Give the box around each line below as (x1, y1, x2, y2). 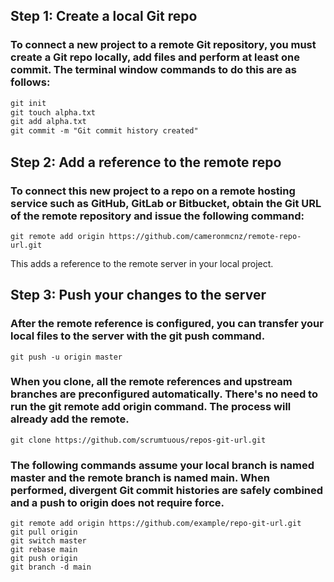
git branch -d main (10, 562, 92, 573)
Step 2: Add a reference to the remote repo (10, 154, 282, 171)
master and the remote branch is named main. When (10, 470, 270, 484)
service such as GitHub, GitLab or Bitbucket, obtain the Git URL (10, 196, 322, 210)
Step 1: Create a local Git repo (10, 8, 198, 25)
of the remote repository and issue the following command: (10, 209, 305, 223)
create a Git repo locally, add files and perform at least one (10, 50, 300, 64)
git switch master (10, 536, 87, 546)
